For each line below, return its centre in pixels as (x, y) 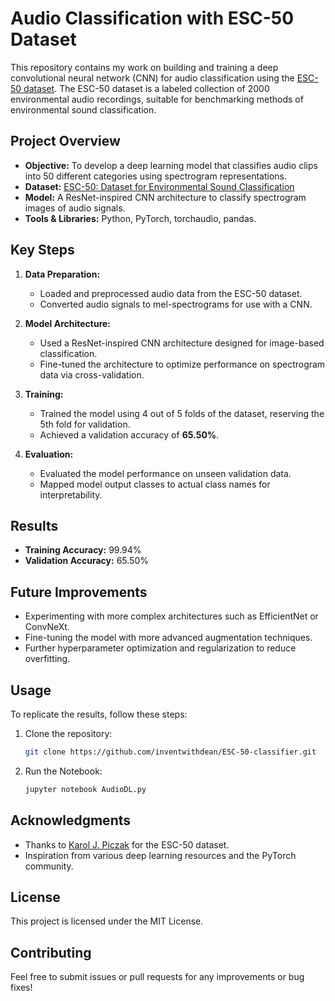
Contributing (51, 952)
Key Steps (42, 250)
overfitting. (47, 659)
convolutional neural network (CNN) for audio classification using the (152, 78)
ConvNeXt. (47, 627)
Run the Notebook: (63, 771)
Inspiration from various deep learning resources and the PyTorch (160, 855)
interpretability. (71, 494)
